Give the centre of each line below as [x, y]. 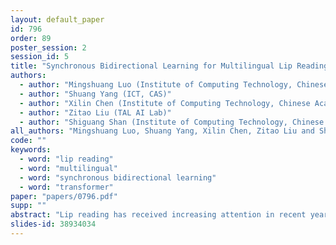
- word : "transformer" [66, 187]
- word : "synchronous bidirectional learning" [118, 177]
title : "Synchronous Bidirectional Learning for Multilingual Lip [151, 66]
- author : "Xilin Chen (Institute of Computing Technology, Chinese [165, 103]
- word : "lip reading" [66, 159]
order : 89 [31, 38]
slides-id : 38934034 [53, 224]
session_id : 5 [40, 57]
